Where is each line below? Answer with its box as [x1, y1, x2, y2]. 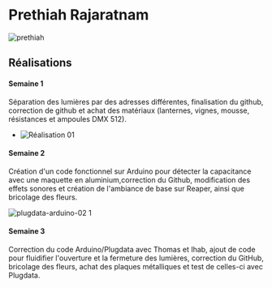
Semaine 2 [8, 148, 45, 158]
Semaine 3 [8, 226, 45, 236]
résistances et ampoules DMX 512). [8, 114, 127, 123]
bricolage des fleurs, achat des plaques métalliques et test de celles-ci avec [8, 261, 264, 271]
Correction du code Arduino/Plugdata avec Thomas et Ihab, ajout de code [8, 244, 256, 254]
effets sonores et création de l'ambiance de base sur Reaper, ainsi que [8, 183, 245, 193]
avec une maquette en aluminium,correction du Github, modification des [8, 174, 250, 184]
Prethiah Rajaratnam [8, 6, 149, 24]
